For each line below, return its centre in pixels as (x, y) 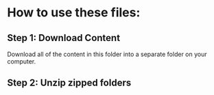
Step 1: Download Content (64, 38)
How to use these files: (74, 13)
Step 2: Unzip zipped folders (69, 83)
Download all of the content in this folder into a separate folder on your (107, 54)
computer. (22, 62)
